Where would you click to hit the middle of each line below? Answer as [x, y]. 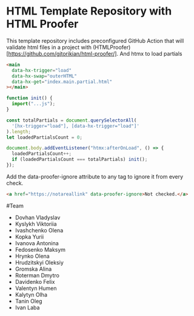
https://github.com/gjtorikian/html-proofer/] [62, 53]
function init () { [29, 98]
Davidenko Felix [35, 281]
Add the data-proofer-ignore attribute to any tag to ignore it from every [95, 176]
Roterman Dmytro [37, 275]
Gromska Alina [33, 269]
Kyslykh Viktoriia [36, 224]
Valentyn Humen [36, 288]
